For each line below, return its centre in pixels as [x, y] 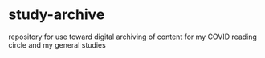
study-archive [57, 15]
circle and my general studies [57, 44]
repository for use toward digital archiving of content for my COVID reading [132, 37]
